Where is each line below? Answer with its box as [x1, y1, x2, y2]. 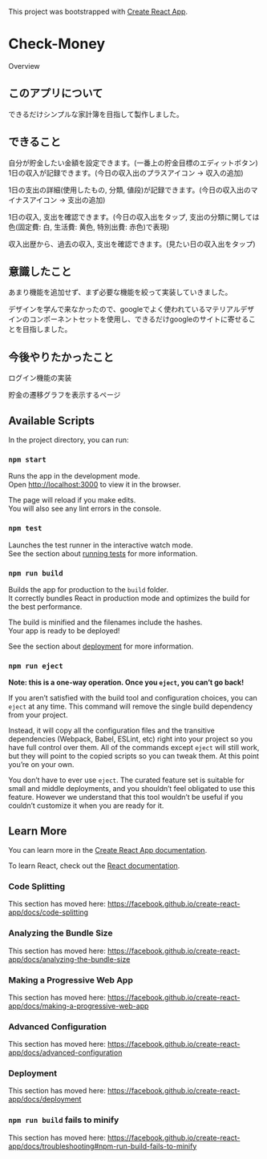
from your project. [8, 710, 68, 720]
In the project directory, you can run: [8, 435, 129, 444]
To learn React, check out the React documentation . [8, 861, 180, 870]
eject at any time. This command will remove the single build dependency [8, 701, 253, 712]
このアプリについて [8, 87, 103, 100]
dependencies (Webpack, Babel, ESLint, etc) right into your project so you [8, 734, 253, 744]
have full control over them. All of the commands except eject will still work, [8, 743, 260, 753]
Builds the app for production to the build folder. [8, 584, 169, 594]
